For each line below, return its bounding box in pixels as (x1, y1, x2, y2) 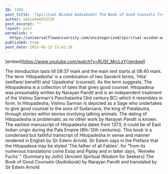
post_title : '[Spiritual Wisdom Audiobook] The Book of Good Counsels (5, 12, 155, 17)
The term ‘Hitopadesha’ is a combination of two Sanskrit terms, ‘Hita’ (5, 73, 147, 79)
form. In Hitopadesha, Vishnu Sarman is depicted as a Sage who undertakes (5, 100, 162, 106)
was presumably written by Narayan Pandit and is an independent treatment (5, 89, 162, 95)
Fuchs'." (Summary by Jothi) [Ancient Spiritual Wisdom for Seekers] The (5, 153, 154, 159)
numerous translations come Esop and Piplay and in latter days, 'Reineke (5, 148, 155, 154)
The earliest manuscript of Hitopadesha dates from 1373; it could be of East (5, 121, 161, 127)
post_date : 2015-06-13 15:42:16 (5, 45, 72, 50)
